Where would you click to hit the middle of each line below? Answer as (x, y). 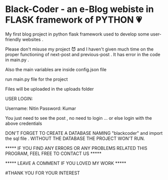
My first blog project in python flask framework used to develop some (77, 34)
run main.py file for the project (37, 79)
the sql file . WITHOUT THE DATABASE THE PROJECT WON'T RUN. (75, 138)
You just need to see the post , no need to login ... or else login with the (78, 118)
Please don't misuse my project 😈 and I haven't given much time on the (79, 49)
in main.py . (17, 60)
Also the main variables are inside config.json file (56, 69)
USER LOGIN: (19, 98)
